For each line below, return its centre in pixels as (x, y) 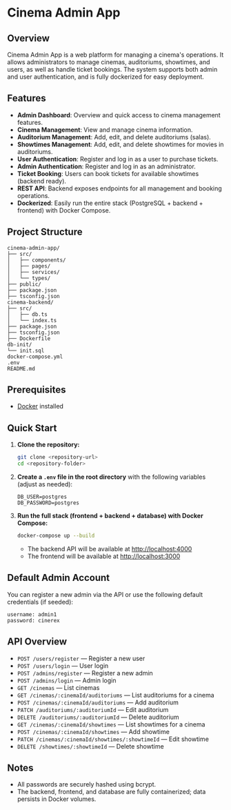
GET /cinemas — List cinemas (58, 687)
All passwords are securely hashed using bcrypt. (87, 784)
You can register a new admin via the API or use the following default (105, 594)
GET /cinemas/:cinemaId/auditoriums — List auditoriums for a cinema (116, 695)
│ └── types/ (29, 278)
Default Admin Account (59, 578)
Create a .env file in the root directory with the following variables (111, 477)
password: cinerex (33, 620)
